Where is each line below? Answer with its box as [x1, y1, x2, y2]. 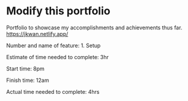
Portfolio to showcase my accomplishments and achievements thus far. [6, 24, 183, 31]
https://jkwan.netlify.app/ [6, 30, 68, 37]
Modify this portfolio [6, 4, 111, 18]
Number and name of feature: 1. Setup [6, 42, 101, 49]
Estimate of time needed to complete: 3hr [6, 53, 109, 60]
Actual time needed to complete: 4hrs [6, 88, 100, 95]
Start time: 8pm [6, 65, 45, 72]
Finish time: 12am [6, 76, 49, 84]
